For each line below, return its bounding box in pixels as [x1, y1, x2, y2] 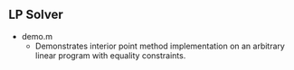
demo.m [21, 31, 53, 41]
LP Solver [8, 7, 64, 22]
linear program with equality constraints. [34, 49, 186, 61]
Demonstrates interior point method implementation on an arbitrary [34, 40, 286, 51]
